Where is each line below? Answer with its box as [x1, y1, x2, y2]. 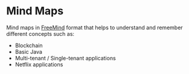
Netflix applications [14, 61, 63, 68]
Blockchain [14, 42, 43, 49]
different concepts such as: [6, 30, 74, 37]
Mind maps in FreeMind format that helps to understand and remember [6, 24, 183, 31]
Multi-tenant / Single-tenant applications [14, 54, 116, 61]
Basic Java [14, 48, 42, 55]
